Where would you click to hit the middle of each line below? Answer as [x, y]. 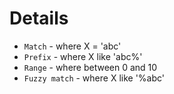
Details [39, 18]
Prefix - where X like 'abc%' [83, 56]
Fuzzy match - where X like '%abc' [94, 78]
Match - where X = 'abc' [72, 46]
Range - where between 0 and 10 [90, 67]
